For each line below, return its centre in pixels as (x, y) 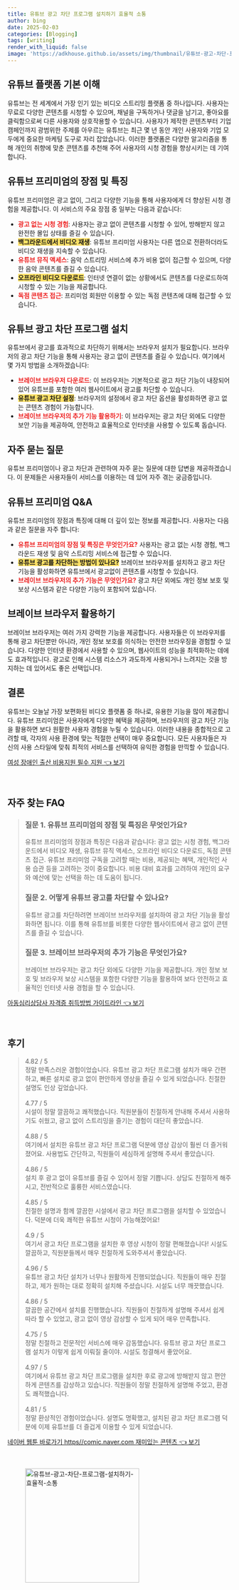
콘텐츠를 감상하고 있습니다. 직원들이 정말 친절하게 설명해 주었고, (126, 1384)
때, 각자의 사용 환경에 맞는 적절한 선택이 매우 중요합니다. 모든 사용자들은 (120, 738)
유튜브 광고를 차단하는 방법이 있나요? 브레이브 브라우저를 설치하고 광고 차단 (121, 562)
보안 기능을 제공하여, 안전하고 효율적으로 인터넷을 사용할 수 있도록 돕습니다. (122, 425)
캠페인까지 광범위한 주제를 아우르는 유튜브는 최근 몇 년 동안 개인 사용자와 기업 (115, 130)
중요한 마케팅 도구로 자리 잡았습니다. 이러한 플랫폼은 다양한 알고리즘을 (123, 139)
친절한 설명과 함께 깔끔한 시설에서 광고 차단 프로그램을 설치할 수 (113, 1210)
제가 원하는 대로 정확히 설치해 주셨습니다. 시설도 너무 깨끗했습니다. (132, 1285)
